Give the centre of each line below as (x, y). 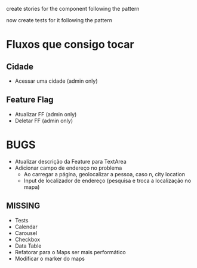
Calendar (26, 227)
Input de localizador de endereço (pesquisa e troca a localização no (107, 180)
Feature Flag (30, 100)
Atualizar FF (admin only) (46, 114)
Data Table (28, 246)
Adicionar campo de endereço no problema (68, 168)
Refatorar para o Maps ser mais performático (70, 252)
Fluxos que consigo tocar (70, 45)
